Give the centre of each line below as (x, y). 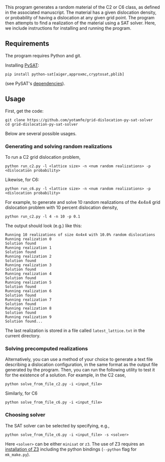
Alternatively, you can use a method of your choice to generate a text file (79, 359)
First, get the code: (24, 111)
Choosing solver (25, 415)
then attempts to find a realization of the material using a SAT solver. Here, (81, 23)
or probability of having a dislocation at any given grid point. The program (80, 18)
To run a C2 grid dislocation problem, (43, 157)
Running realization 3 (28, 265)
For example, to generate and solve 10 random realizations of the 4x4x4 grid (83, 202)
